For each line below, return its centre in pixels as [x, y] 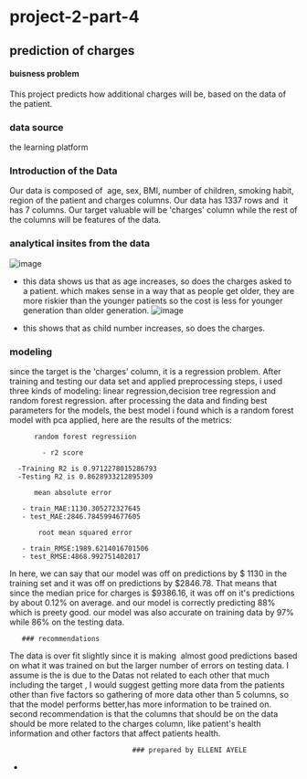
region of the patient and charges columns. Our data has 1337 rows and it [149, 200]
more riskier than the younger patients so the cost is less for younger [153, 300]
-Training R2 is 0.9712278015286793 [87, 468]
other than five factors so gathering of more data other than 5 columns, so [149, 694]
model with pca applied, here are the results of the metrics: [121, 420]
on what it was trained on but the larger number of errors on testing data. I [149, 665]
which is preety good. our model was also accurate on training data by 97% [152, 612]
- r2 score [63, 453]
